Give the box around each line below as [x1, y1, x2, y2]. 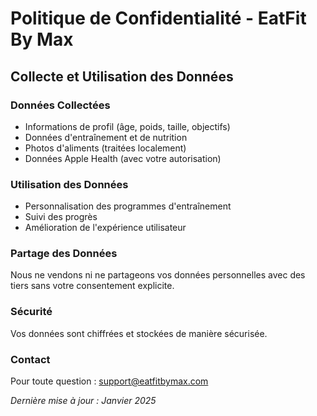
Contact [10, 352, 51, 366]
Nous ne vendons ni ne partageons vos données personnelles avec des [10, 269, 306, 281]
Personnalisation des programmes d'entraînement [24, 200, 232, 212]
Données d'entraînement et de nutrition [24, 131, 188, 143]
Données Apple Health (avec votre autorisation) [24, 152, 222, 164]
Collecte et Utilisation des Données [10, 68, 234, 85]
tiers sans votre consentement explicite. [10, 280, 175, 292]
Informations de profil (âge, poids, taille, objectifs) [24, 120, 231, 132]
